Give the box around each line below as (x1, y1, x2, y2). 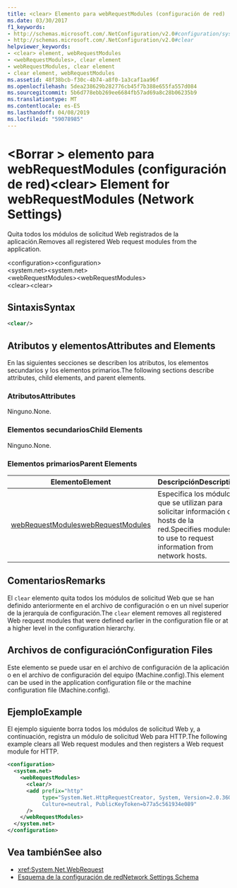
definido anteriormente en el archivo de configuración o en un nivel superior (7, 601, 229, 609)
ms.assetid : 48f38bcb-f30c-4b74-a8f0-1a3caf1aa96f (7, 76, 159, 83)
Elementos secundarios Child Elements (7, 425, 143, 435)
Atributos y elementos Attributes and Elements (7, 340, 216, 352)
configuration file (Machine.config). (7, 686, 111, 694)
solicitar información (157, 507, 226, 517)
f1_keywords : (7, 23, 46, 30)
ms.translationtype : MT (7, 96, 78, 103)
